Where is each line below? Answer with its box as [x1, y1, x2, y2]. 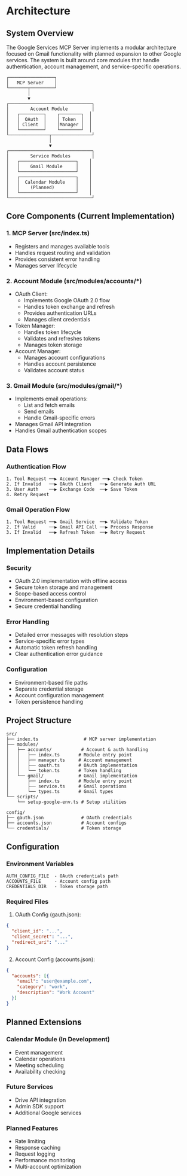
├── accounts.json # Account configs [6, 820, 127, 826]
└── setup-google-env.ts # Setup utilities [17, 799, 127, 806]
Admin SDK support [14, 1102, 64, 1110]
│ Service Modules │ [6, 153, 95, 159]
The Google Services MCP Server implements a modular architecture [6, 44, 176, 51]
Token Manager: [14, 322, 56, 329]
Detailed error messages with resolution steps [14, 631, 128, 639]
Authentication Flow [6, 462, 67, 470]
